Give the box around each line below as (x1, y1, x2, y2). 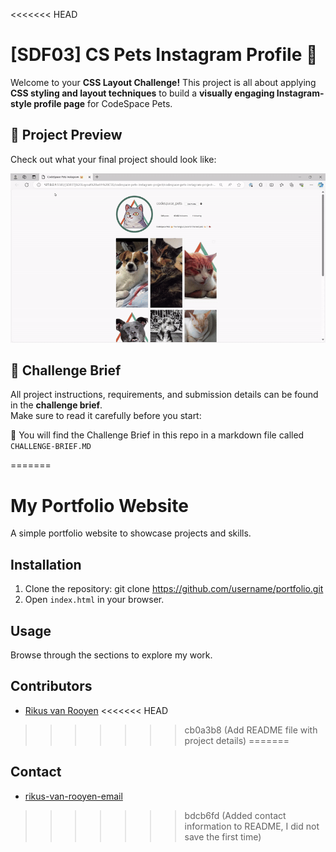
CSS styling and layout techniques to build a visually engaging (10, 87, 275, 99)
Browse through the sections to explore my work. (10, 649, 213, 661)
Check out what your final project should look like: (10, 153, 217, 165)
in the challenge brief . (10, 399, 103, 411)
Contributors (10, 678, 93, 695)
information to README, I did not (184, 820, 320, 832)
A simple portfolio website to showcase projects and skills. (10, 527, 252, 539)
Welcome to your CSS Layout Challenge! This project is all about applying (10, 76, 317, 88)
